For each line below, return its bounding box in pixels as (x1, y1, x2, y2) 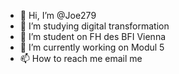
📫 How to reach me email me (19, 53, 143, 64)
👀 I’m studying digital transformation (19, 20, 170, 32)
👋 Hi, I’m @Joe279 (19, 10, 97, 21)
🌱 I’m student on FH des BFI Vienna (19, 31, 167, 42)
